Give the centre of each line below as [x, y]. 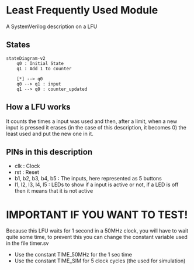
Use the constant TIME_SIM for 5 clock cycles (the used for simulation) [100, 261]
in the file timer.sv [27, 243]
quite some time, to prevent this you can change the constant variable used [97, 237]
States [18, 45]
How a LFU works [39, 107]
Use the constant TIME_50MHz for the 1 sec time [73, 255]
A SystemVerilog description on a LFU [52, 26]
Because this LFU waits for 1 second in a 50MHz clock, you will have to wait [97, 231]
